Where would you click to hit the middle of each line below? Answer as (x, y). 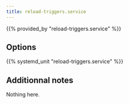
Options (21, 47)
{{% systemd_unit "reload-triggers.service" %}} (65, 62)
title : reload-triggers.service (46, 12)
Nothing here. (23, 94)
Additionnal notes (40, 80)
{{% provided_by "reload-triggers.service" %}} (64, 29)
